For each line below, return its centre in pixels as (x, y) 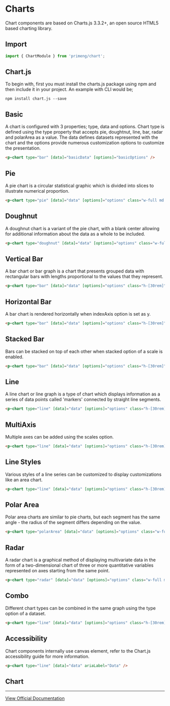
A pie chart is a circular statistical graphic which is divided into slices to (80, 186)
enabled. (14, 357)
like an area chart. (24, 480)
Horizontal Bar (28, 302)
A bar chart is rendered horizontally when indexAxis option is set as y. (78, 314)
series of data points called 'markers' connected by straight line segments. (83, 400)
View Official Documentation (35, 698)
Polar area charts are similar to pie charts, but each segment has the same (83, 517)
